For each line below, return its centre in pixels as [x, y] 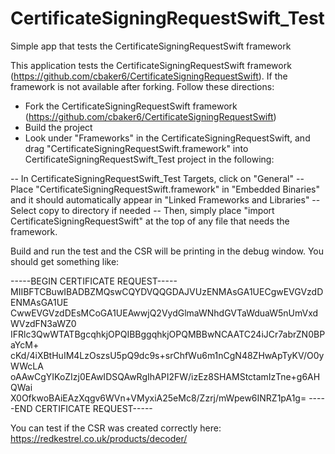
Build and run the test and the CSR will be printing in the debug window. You [167, 251]
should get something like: [65, 261]
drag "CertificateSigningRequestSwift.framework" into [136, 148]
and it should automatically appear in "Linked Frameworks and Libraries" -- [165, 199]
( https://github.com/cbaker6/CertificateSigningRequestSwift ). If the [149, 76]
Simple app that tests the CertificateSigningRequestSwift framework [151, 46]
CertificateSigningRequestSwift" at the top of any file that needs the [150, 221]
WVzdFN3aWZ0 [43, 323]
